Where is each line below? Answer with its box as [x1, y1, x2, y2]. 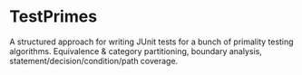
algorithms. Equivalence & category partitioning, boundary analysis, [9, 45, 263, 56]
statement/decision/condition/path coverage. [9, 55, 179, 66]
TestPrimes [9, 6, 98, 27]
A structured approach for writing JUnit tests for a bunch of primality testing [9, 36, 294, 47]
